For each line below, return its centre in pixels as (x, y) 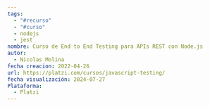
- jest (23, 40)
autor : (17, 53)
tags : (15, 14)
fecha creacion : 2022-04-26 (49, 66)
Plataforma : (25, 86)
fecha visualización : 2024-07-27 (56, 79)
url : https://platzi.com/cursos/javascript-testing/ (86, 73)
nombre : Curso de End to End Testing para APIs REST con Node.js (105, 46)
